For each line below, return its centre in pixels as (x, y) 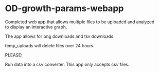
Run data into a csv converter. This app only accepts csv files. (67, 64)
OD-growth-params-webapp (64, 8)
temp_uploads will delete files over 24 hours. (50, 45)
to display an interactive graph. (36, 27)
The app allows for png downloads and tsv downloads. (60, 36)
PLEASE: (14, 55)
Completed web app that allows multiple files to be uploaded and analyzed (80, 22)
